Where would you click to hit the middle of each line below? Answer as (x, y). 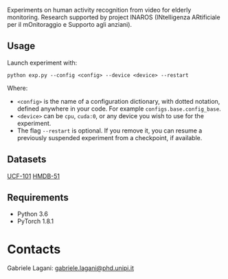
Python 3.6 (32, 214)
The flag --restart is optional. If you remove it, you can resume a (110, 131)
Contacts (34, 249)
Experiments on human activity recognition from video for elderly (99, 10)
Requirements (38, 198)
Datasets (27, 160)
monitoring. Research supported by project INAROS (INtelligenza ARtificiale (114, 17)
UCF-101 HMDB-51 (34, 176)
